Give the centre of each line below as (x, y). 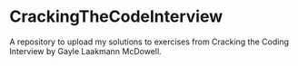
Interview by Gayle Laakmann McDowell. (85, 51)
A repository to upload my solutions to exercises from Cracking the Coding (149, 42)
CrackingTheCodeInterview (116, 17)
